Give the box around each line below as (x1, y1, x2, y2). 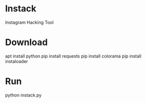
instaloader (5, 58, 28, 64)
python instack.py (5, 92, 42, 98)
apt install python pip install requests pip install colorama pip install (5, 53, 142, 59)
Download (5, 37, 48, 48)
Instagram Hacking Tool (5, 19, 54, 25)
